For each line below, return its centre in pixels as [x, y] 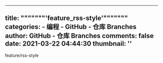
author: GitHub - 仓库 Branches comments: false [80, 36]
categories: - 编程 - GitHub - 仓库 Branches [71, 27]
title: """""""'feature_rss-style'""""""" [66, 18]
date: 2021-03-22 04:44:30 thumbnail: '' [69, 44]
